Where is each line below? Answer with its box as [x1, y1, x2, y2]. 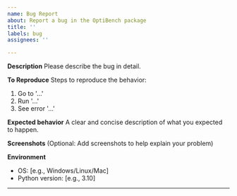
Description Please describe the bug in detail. [7, 62, 141, 71]
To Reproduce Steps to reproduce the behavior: [7, 75, 147, 85]
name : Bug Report [7, 10, 59, 18]
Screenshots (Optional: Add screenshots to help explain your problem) [7, 139, 214, 148]
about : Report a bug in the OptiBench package [7, 17, 147, 24]
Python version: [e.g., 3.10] [17, 174, 96, 183]
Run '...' [17, 97, 39, 106]
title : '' [7, 23, 37, 30]
